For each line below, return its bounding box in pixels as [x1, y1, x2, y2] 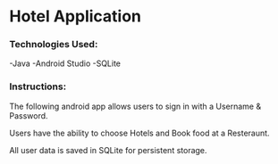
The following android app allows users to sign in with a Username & [9, 101, 262, 111]
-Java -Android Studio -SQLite [9, 58, 122, 69]
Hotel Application [9, 6, 141, 27]
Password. [9, 110, 48, 121]
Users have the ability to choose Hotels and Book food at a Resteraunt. [9, 127, 270, 138]
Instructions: [9, 80, 67, 93]
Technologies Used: [9, 38, 98, 51]
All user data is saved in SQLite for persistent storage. [9, 144, 207, 155]
